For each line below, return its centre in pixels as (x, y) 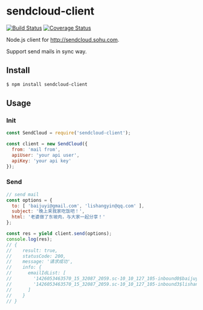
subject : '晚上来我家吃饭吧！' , (48, 211)
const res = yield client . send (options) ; (59, 234)
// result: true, (32, 250)
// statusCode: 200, (36, 256)
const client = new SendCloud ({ (47, 144)
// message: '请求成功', (40, 262)
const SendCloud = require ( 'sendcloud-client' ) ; (69, 133)
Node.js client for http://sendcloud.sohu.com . (63, 39)
